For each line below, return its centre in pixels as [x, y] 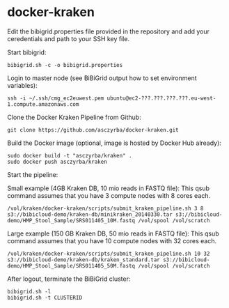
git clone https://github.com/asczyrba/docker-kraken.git [93, 130]
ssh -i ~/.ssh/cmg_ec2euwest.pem [56, 98]
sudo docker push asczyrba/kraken [57, 162]
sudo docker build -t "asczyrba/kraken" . [70, 155]
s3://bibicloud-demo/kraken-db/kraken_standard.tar [84, 260]
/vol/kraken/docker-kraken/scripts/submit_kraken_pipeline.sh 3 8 [105, 208]
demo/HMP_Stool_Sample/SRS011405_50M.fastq [71, 265]
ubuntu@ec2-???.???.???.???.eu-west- [161, 98]
